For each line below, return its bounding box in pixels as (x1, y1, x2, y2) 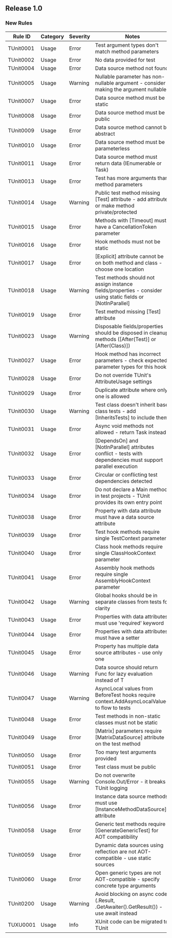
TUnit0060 (8, 875, 35, 883)
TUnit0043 (8, 616, 35, 623)
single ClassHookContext (95, 549, 156, 556)
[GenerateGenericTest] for (95, 827, 159, 834)
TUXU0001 (8, 921, 36, 928)
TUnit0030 (8, 407, 35, 415)
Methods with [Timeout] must (95, 217, 166, 224)
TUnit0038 (8, 513, 35, 520)
